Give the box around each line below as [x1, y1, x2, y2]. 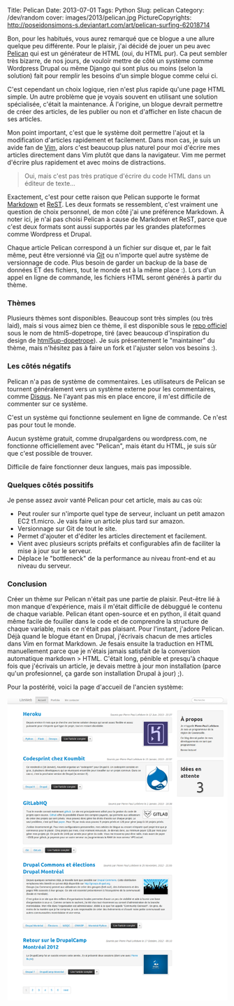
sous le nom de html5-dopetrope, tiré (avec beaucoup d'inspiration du [7, 329, 210, 337]
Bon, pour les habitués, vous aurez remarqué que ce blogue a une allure [7, 34, 215, 43]
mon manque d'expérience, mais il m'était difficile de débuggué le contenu [7, 602, 222, 611]
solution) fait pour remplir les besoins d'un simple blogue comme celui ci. [7, 71, 219, 80]
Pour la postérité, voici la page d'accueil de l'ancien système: [7, 683, 184, 692]
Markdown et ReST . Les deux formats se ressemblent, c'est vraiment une [7, 200, 219, 209]
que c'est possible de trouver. [7, 449, 93, 457]
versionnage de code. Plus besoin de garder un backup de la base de [7, 258, 207, 267]
